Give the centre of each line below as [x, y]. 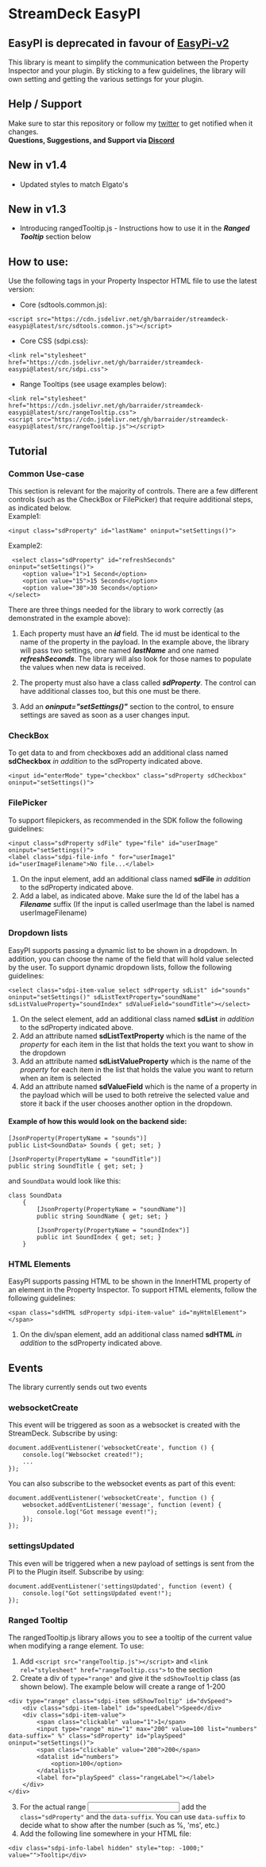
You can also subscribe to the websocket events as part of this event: [122, 1484]
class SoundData [35, 1196]
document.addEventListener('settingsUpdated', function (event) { [120, 1586]
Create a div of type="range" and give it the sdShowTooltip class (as [130, 1679]
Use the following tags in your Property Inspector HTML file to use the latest [133, 281]
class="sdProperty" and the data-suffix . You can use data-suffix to [133, 1817]
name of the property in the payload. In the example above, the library [134, 641]
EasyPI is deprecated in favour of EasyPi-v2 [119, 43]
